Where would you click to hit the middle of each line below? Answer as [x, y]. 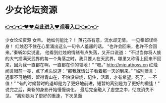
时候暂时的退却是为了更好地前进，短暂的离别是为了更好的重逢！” [94, 83]
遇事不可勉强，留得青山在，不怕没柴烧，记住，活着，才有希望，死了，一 [79, 77]
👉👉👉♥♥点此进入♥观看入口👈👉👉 [52, 27]
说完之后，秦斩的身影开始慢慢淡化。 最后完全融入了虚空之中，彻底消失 [77, 90]
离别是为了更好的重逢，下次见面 [50, 96]
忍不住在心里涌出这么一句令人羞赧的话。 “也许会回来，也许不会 [88, 46]
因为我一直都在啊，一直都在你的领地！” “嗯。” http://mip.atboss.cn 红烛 [86, 65]
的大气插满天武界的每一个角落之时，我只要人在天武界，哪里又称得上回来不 [81, 59]
